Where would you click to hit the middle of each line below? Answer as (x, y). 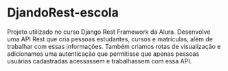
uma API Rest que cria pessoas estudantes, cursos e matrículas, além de (110, 39)
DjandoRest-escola (63, 13)
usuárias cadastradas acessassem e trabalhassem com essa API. (100, 61)
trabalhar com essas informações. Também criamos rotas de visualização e (114, 46)
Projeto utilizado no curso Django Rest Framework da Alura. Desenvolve (109, 32)
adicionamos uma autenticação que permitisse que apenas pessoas (103, 54)
